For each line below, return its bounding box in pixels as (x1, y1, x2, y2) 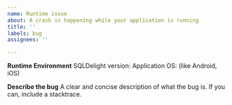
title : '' (7, 23, 36, 30)
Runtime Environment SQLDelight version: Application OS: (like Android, (7, 62, 217, 70)
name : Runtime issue (7, 10, 68, 17)
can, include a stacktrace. (7, 90, 82, 99)
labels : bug (7, 29, 42, 37)
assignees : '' (7, 36, 49, 43)
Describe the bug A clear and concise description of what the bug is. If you (7, 83, 226, 91)
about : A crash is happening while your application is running (7, 17, 199, 24)
